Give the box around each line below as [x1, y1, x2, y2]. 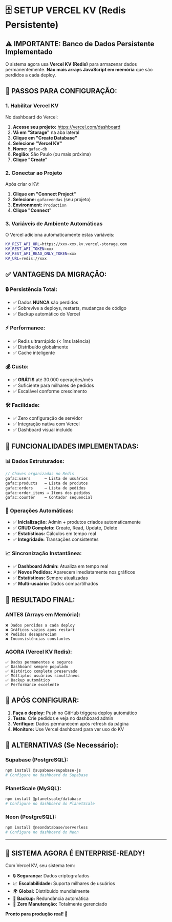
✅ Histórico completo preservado [5, 669, 78, 674]
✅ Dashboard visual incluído [12, 427, 73, 433]
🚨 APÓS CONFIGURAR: [5, 696, 79, 705]
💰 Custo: [5, 363, 29, 370]
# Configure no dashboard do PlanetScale [5, 801, 95, 807]
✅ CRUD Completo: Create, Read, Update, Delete [12, 524, 118, 531]
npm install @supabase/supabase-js [5, 768, 81, 773]
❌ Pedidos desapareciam [5, 632, 57, 637]
